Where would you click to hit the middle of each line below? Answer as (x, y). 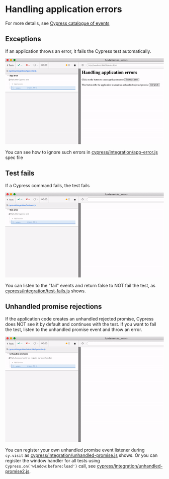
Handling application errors (64, 9)
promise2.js (17, 471)
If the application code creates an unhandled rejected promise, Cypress (79, 318)
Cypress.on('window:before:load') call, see (51, 466)
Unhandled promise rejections (54, 307)
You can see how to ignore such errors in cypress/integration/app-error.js (82, 152)
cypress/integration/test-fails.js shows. (46, 291)
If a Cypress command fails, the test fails (48, 185)
